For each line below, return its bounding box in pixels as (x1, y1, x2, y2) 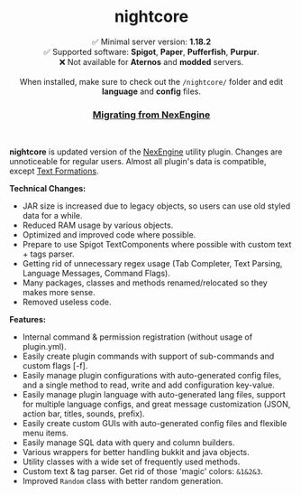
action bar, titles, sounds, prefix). (22, 408, 146, 419)
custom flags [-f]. (22, 360, 88, 371)
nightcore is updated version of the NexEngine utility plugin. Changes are (9, 146, 283, 157)
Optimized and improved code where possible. (22, 229, 196, 240)
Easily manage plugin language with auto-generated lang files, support (22, 389, 286, 400)
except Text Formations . (9, 165, 99, 177)
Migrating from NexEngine (92, 108, 211, 121)
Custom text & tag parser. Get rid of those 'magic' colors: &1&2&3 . (22, 466, 263, 477)
